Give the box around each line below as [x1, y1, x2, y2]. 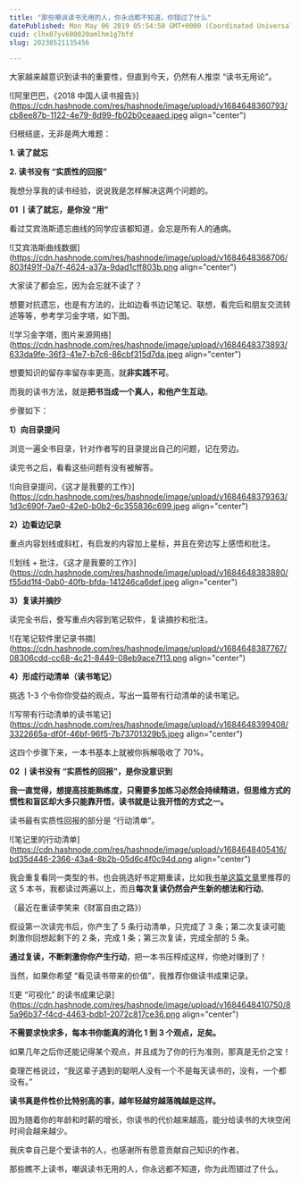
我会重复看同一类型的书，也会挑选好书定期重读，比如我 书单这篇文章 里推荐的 [9, 872, 291, 883]
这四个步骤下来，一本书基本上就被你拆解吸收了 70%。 [9, 747, 209, 758]
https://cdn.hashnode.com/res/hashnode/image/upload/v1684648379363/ [12, 491, 288, 502]
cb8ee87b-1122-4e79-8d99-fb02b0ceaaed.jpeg [9, 110, 188, 121]
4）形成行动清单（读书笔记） [9, 671, 117, 682]
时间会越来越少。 [9, 1126, 72, 1136]
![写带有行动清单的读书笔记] [9, 709, 112, 720]
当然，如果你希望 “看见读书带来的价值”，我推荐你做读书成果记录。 [9, 970, 254, 981]
